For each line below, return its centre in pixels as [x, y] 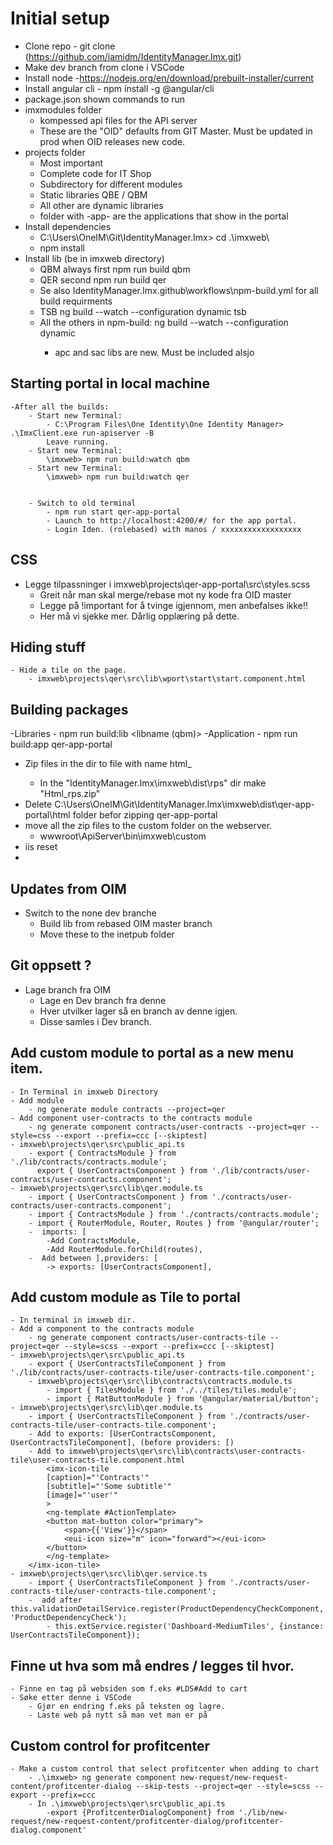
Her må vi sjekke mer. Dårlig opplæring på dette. [139, 616]
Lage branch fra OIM [67, 989]
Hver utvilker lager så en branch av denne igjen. [138, 1011]
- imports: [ [57, 1232]
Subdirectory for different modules [111, 184]
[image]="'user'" [82, 1495]
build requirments [76, 301]
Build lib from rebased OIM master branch [126, 923]
